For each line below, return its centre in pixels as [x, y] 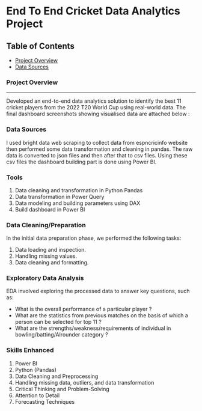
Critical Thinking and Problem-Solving [62, 389]
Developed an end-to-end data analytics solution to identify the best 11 [94, 101]
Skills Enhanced [30, 350]
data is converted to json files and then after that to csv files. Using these [97, 155]
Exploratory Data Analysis [45, 278]
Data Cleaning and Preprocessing [57, 376]
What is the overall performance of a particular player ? [83, 309]
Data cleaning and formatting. [52, 263]
